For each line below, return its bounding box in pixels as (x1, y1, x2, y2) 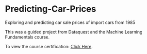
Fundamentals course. (5, 34, 50, 40)
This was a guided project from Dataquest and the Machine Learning (5, 29, 143, 35)
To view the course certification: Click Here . (5, 43, 93, 49)
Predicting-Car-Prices (5, 3, 96, 15)
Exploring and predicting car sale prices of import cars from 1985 (5, 19, 135, 25)
